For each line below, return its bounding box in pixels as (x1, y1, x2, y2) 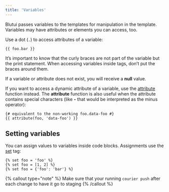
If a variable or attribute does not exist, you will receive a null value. (5, 75, 146, 81)
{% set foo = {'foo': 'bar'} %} (5, 167, 73, 172)
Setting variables (5, 129, 60, 138)
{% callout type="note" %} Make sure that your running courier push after (5, 175, 161, 182)
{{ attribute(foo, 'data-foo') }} (5, 116, 78, 121)
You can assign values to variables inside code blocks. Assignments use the (5, 142, 164, 149)
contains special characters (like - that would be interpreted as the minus (5, 96, 158, 102)
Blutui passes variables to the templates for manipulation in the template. (5, 21, 157, 27)
